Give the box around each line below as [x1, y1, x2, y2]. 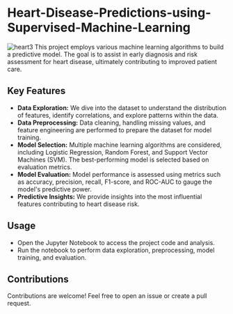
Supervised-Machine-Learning [7, 19, 191, 36]
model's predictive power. [17, 185, 93, 193]
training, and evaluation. [17, 253, 87, 262]
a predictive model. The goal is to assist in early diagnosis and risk [7, 50, 198, 58]
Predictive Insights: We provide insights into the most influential [17, 192, 202, 201]
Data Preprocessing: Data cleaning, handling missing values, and [17, 118, 206, 127]
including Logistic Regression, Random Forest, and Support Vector [17, 148, 209, 156]
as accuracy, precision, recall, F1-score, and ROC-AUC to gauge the [17, 178, 212, 186]
